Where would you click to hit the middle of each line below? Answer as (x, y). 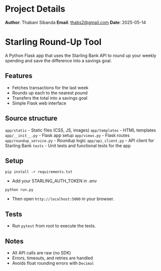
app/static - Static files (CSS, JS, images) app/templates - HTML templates (80, 130)
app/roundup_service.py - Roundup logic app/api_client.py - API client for (80, 140)
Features (19, 76)
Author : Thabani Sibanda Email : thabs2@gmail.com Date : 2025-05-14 (76, 22)
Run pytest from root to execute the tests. (54, 226)
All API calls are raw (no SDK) (41, 253)
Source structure (31, 118)
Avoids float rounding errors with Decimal (53, 263)
